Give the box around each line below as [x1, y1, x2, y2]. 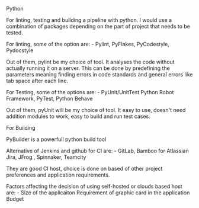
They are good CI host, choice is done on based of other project [6, 165, 163, 172]
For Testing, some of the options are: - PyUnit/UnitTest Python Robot [6, 89, 174, 95]
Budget [6, 196, 24, 202]
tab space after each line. [6, 77, 69, 84]
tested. [6, 29, 24, 36]
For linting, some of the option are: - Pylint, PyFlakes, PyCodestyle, [6, 41, 170, 47]
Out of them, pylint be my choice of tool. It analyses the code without [6, 59, 175, 65]
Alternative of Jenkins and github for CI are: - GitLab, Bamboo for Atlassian [6, 148, 189, 154]
